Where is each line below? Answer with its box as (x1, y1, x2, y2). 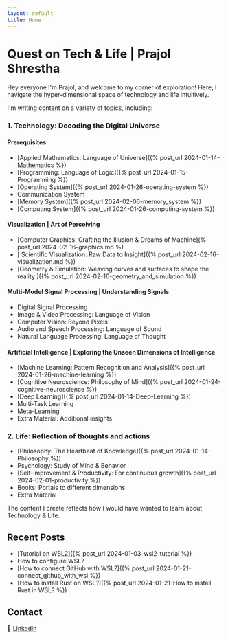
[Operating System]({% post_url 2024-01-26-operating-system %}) (16, 183, 209, 191)
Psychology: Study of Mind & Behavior (16, 462, 126, 470)
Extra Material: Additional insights (16, 414, 113, 423)
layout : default (7, 10, 54, 17)
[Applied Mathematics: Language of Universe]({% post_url (16, 153, 183, 161)
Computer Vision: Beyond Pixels (16, 317, 109, 326)
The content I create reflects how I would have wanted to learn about (7, 504, 203, 513)
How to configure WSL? (16, 557, 84, 565)
